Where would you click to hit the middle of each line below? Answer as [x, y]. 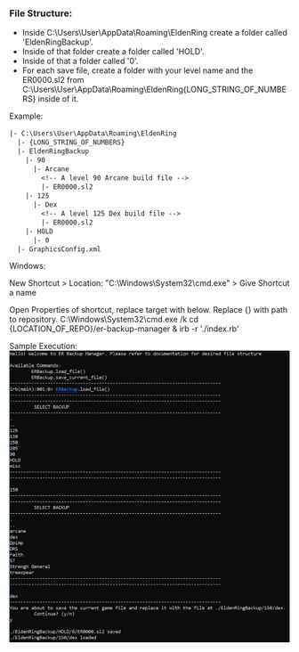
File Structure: [41, 13]
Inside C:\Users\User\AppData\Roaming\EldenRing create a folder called [154, 33]
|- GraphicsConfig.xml [59, 249]
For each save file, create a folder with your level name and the [137, 70]
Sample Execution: [44, 346]
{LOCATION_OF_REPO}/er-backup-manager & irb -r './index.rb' [124, 329]
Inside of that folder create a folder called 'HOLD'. [113, 52]
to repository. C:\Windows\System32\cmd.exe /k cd [104, 320]
